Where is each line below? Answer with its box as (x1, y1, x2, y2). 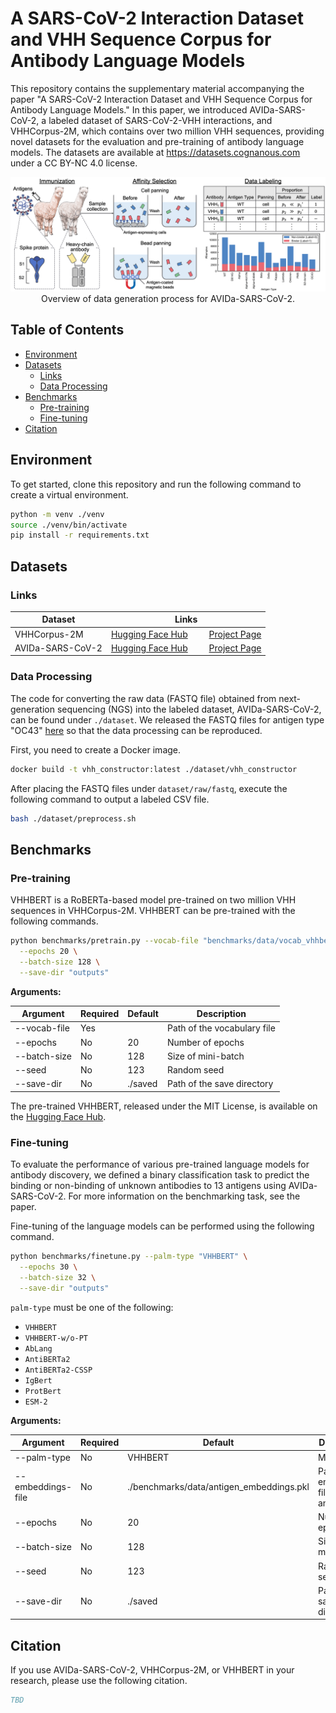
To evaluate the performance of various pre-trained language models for (10, 1158, 310, 1171)
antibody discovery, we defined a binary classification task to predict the (10, 1169, 310, 1181)
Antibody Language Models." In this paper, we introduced (10, 103, 248, 116)
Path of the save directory (166, 1078, 274, 1090)
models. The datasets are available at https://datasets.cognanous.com (10, 146, 301, 158)
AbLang (24, 1343, 53, 1354)
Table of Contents (10, 322, 125, 339)
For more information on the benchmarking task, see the (68, 1190, 301, 1202)
